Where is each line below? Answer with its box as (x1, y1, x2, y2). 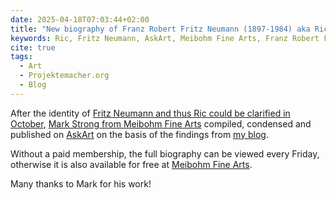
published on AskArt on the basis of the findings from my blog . (10, 128, 269, 140)
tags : (10, 52, 33, 62)
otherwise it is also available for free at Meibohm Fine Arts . (10, 158, 253, 170)
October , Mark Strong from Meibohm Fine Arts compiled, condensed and (10, 117, 312, 130)
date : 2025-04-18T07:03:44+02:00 (10, 14, 150, 25)
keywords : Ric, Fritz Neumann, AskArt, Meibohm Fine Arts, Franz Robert (10, 33, 320, 43)
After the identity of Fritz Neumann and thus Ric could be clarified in (10, 107, 291, 119)
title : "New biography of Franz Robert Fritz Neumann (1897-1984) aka (10, 24, 311, 34)
